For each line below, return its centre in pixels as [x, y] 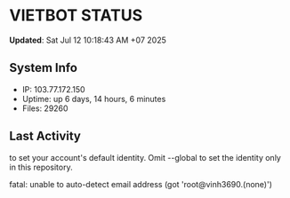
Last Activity [45, 136]
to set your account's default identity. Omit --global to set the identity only [145, 157]
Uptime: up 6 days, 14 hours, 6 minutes [94, 99]
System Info [44, 68]
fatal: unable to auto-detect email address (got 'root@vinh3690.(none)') [141, 184]
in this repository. [41, 167]
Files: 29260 [45, 108]
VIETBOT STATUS [76, 16]
